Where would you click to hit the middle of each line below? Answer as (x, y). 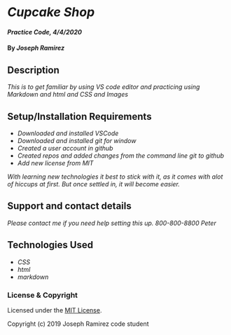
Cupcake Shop (51, 12)
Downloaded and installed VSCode (68, 133)
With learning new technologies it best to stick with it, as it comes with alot (115, 177)
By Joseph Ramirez (36, 48)
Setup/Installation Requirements (79, 116)
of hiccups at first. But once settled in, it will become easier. (94, 184)
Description (33, 70)
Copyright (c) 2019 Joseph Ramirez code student (78, 324)
